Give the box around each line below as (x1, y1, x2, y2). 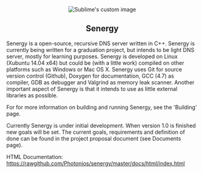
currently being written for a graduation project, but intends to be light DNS (6, 46, 195, 53)
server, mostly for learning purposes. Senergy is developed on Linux (6, 53, 178, 60)
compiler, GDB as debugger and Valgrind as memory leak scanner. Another (6, 78, 195, 86)
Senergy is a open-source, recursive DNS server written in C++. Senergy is (6, 40, 195, 47)
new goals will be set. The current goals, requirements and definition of (6, 128, 186, 136)
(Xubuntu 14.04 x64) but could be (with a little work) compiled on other (6, 59, 184, 67)
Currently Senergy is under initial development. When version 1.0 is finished (6, 122, 196, 129)
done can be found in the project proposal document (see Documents (6, 134, 181, 142)
